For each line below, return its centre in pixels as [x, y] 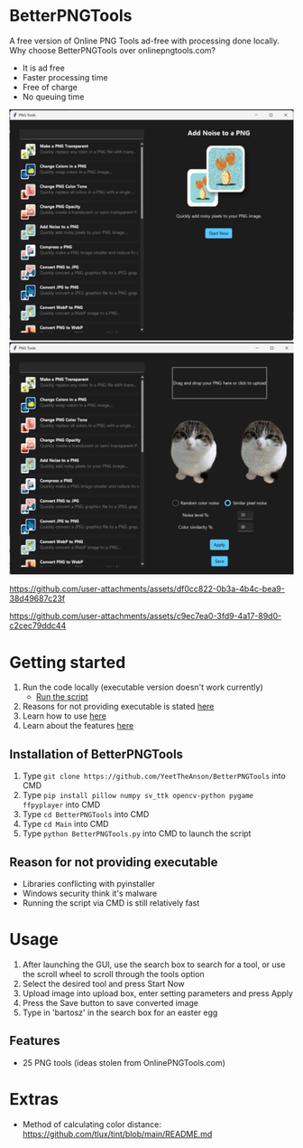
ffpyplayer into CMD [61, 805]
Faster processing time [65, 77]
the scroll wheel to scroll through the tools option [113, 974]
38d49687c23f [37, 598]
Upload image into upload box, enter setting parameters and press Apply [157, 993]
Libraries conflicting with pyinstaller [89, 883]
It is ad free [43, 68]
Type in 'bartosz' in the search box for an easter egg [120, 1012]
